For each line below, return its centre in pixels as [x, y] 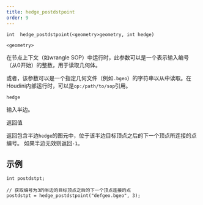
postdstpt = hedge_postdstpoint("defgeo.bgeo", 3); [73, 196]
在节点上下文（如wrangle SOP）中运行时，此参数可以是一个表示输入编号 [98, 57]
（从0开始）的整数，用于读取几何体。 [54, 65]
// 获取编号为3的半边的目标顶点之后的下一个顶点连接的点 [69, 190]
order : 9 [17, 18]
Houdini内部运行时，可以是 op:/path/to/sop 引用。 [69, 86]
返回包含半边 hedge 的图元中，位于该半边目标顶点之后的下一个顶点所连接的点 [102, 135]
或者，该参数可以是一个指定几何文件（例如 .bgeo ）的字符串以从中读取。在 [99, 78]
